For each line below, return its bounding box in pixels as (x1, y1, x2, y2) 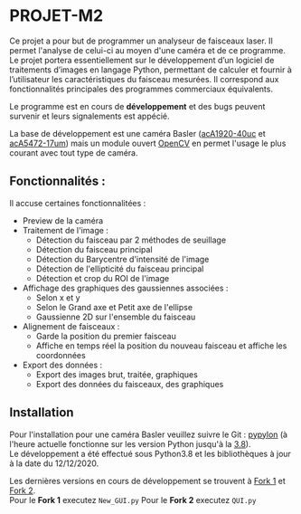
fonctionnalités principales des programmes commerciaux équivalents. (9, 83, 274, 94)
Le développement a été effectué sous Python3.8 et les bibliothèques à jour (9, 448, 292, 459)
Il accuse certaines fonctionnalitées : (9, 197, 146, 208)
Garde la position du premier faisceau (35, 330, 176, 341)
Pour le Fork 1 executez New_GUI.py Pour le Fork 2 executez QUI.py (9, 494, 257, 505)
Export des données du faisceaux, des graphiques (35, 378, 224, 389)
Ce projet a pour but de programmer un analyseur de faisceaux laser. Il (9, 35, 273, 46)
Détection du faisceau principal (35, 243, 153, 254)
